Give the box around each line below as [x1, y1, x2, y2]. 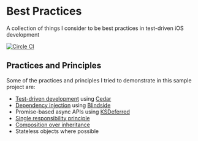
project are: [6, 83, 36, 90]
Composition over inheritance [15, 121, 90, 128]
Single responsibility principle [15, 114, 90, 121]
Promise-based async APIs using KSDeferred [15, 108, 131, 115]
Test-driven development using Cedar [15, 95, 112, 102]
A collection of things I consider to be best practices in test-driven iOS [6, 24, 184, 32]
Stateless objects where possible [15, 127, 99, 135]
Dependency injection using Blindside [15, 101, 111, 109]
